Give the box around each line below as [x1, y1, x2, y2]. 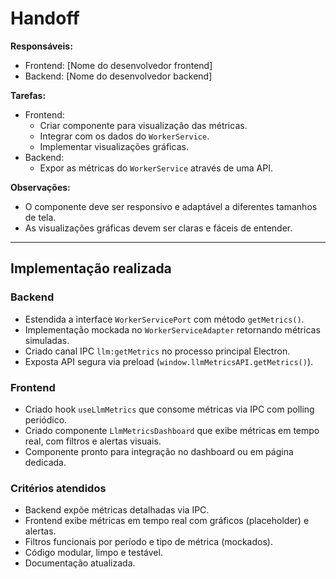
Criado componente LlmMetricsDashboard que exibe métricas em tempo [24, 424, 320, 436]
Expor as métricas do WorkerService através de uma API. [39, 162, 273, 174]
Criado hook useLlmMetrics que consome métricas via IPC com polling [24, 403, 315, 415]
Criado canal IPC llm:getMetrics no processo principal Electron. [24, 345, 291, 357]
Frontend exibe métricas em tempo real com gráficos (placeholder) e [24, 515, 310, 527]
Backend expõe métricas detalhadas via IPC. [24, 504, 210, 516]
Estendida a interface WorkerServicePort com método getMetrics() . [24, 313, 305, 325]
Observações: [10, 181, 71, 193]
